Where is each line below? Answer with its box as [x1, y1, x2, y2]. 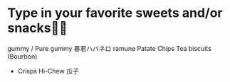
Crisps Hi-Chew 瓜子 [17, 66, 80, 75]
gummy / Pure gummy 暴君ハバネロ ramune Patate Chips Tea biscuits [7, 44, 211, 52]
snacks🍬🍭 [7, 20, 68, 36]
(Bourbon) [7, 52, 38, 61]
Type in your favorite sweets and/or [7, 5, 223, 21]
